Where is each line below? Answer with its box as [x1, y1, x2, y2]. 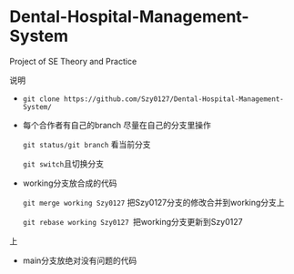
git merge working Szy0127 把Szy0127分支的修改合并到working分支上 [22, 197, 285, 208]
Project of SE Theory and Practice [9, 56, 137, 66]
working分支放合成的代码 [22, 178, 117, 188]
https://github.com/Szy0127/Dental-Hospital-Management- [63, 94, 284, 104]
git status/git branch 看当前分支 [22, 138, 152, 149]
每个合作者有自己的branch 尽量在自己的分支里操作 [22, 119, 211, 130]
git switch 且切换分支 [22, 157, 105, 169]
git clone [22, 94, 61, 104]
